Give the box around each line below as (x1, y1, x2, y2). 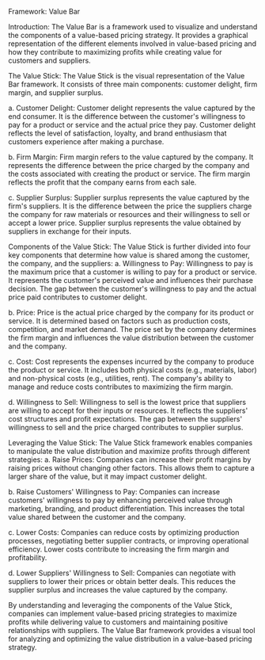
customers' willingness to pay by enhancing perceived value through (8, 495, 233, 505)
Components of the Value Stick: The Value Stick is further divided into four (8, 242, 252, 251)
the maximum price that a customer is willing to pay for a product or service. (8, 267, 257, 277)
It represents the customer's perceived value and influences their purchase (8, 276, 254, 284)
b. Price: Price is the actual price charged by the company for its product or (8, 308, 255, 317)
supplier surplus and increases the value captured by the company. (8, 586, 228, 594)
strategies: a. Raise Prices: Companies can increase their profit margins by (8, 455, 252, 464)
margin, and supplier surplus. (8, 88, 104, 97)
